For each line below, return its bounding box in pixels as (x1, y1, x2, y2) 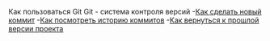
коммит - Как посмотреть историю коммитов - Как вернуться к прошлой (8, 15, 259, 25)
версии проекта (8, 24, 64, 33)
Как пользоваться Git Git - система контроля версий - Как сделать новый (8, 7, 262, 16)
